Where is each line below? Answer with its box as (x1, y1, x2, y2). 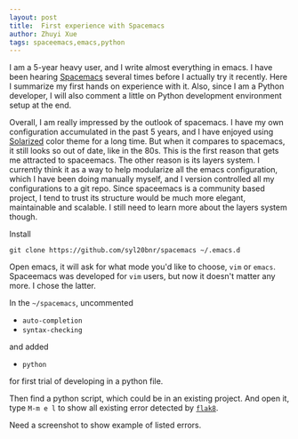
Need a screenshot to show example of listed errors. (9, 419, 202, 431)
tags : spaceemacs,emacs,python (9, 37, 125, 47)
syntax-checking (21, 326, 83, 335)
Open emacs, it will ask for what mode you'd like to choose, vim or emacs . (9, 261, 276, 272)
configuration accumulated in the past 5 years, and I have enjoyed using (9, 126, 274, 138)
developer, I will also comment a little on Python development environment (9, 91, 282, 101)
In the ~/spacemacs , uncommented (9, 298, 133, 308)
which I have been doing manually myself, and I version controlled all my (9, 174, 275, 185)
